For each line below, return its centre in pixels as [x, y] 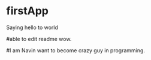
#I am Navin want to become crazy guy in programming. [76, 50]
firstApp [28, 11]
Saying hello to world [32, 27]
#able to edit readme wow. [39, 39]
